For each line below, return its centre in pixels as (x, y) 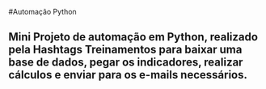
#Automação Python (42, 12)
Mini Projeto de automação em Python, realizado (133, 37)
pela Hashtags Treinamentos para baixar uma (125, 50)
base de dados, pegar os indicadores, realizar (126, 63)
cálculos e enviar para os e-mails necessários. (128, 75)
